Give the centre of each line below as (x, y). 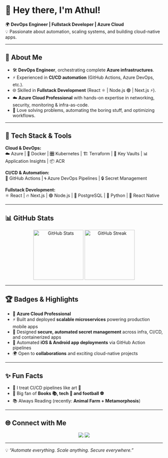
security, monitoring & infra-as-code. (50, 105)
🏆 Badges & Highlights (42, 299)
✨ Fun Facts (24, 376)
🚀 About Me (24, 58)
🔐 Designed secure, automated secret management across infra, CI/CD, (87, 332)
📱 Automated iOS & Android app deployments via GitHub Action (79, 343)
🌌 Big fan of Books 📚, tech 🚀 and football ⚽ (58, 393)
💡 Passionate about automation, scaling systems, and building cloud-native (82, 31)
